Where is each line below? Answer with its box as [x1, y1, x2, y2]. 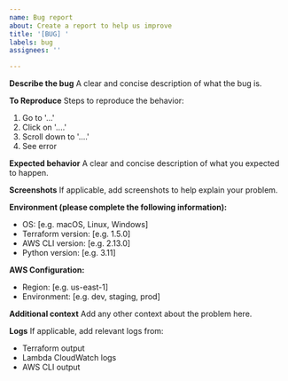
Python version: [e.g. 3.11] [21, 248, 117, 258]
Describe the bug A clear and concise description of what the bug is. [9, 78, 262, 89]
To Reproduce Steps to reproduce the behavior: [9, 95, 184, 107]
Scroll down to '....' [21, 131, 90, 142]
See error [21, 141, 58, 152]
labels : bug [9, 37, 53, 47]
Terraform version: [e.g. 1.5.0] [21, 228, 131, 240]
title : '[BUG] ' [9, 29, 69, 38]
